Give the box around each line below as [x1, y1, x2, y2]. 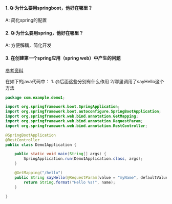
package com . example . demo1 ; [5, 95, 66, 100]
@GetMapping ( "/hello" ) [14, 170, 63, 176]
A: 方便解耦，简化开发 [5, 42, 52, 48]
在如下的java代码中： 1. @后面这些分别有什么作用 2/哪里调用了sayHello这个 [5, 78, 165, 84]
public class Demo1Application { [5, 142, 77, 147]
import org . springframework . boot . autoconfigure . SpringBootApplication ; [5, 109, 161, 114]
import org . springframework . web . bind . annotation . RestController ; [5, 123, 147, 128]
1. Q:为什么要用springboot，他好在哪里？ [5, 5, 93, 11]
